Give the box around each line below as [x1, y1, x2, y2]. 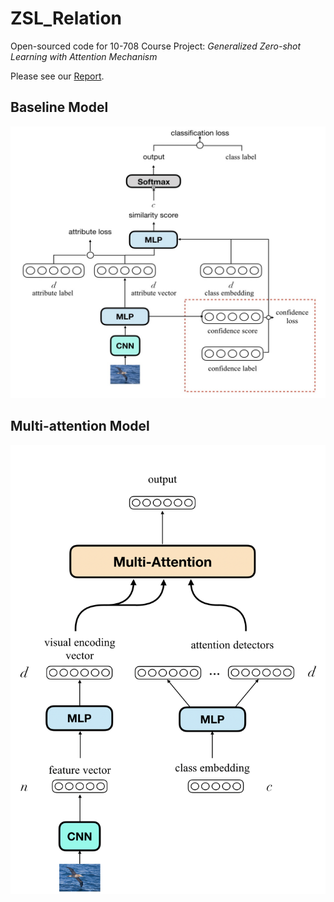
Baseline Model [10, 99, 109, 116]
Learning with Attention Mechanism [10, 50, 158, 62]
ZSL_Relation [10, 7, 123, 30]
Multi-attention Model [10, 418, 150, 435]
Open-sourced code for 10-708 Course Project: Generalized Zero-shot [10, 40, 302, 52]
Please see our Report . [10, 70, 105, 82]
